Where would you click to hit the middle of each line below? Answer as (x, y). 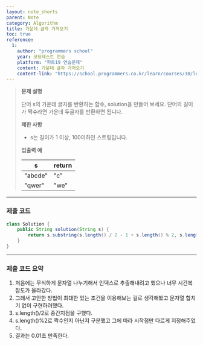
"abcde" (36, 176)
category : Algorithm (32, 23)
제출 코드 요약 (25, 268)
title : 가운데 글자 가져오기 (37, 29)
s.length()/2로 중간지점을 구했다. (54, 313)
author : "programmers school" (55, 51)
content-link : (35, 74)
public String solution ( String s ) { (63, 230)
